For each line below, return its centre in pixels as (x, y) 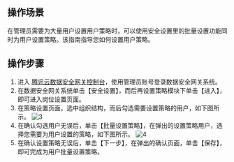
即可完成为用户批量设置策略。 (60, 152)
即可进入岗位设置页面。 (51, 99)
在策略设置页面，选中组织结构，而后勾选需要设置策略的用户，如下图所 (118, 108)
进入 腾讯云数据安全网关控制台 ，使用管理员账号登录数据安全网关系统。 (119, 82)
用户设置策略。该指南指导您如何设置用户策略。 (87, 39)
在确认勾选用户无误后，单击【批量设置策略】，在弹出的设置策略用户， (117, 125)
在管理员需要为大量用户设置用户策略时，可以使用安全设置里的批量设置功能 (114, 31)
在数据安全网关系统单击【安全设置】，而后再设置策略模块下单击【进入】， (121, 90)
